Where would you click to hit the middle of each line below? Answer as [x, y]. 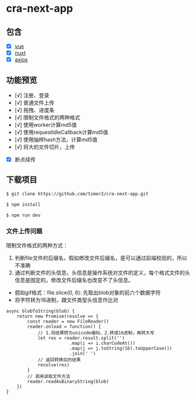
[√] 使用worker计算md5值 [46, 125]
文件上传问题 [24, 231]
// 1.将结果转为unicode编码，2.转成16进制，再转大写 [96, 333]
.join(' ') [82, 353]
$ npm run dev [24, 215]
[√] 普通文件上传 [34, 103]
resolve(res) [53, 365]
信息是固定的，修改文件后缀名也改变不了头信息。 [74, 280]
